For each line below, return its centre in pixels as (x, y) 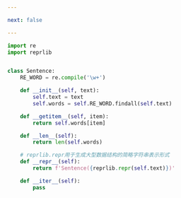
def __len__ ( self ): (49, 136)
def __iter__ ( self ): (50, 181)
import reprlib (30, 52)
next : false (25, 20)
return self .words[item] (69, 123)
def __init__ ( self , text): (60, 91)
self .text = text (58, 97)
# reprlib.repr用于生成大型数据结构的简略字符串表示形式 (95, 155)
